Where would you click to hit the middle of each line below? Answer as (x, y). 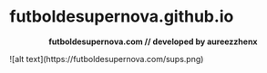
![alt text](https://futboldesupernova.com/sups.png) (107, 59)
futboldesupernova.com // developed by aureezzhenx (153, 41)
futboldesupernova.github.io (122, 17)
